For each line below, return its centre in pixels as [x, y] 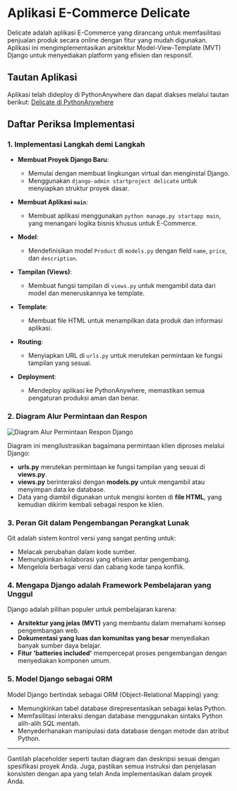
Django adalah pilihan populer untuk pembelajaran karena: [92, 609]
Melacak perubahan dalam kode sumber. [77, 552]
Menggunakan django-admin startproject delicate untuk [113, 181]
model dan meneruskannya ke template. [86, 293]
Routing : [30, 342]
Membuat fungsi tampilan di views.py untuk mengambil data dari [122, 286]
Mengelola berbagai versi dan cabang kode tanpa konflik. [101, 567]
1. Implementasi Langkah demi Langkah [76, 144]
